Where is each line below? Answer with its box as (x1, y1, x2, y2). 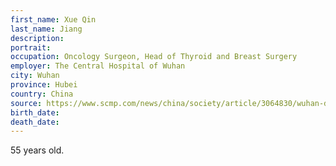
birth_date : (10, 107, 60, 118)
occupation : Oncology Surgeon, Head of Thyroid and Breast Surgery (10, 52, 298, 62)
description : (10, 33, 65, 43)
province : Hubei (10, 80, 78, 90)
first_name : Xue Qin (10, 14, 97, 25)
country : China (10, 89, 74, 99)
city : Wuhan (10, 71, 60, 81)
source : (10, 98, 43, 108)
